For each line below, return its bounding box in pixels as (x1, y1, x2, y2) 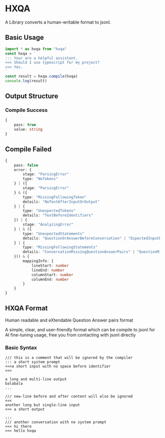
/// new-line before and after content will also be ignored (5, 394, 133, 399)
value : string (14, 127, 43, 132)
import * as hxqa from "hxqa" (5, 46, 67, 52)
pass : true (14, 122, 36, 128)
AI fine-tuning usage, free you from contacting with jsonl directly (5, 332, 136, 338)
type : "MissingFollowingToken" (23, 194, 87, 199)
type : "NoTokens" (23, 176, 58, 182)
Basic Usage (5, 33, 44, 42)
